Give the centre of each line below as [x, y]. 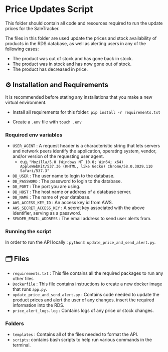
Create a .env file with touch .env [47, 122]
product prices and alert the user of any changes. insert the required [83, 300]
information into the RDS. [38, 305]
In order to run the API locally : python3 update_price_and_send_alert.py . [80, 242]
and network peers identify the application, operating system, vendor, [85, 151]
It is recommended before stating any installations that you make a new [79, 97]
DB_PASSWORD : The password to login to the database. [67, 181]
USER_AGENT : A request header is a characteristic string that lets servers [86, 146]
